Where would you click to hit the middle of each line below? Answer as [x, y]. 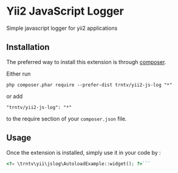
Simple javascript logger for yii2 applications [62, 28]
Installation [28, 47]
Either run [19, 74]
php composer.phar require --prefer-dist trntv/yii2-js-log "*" [89, 85]
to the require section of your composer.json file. [67, 118]
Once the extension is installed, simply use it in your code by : [84, 152]
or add [15, 96]
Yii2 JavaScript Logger [65, 11]
